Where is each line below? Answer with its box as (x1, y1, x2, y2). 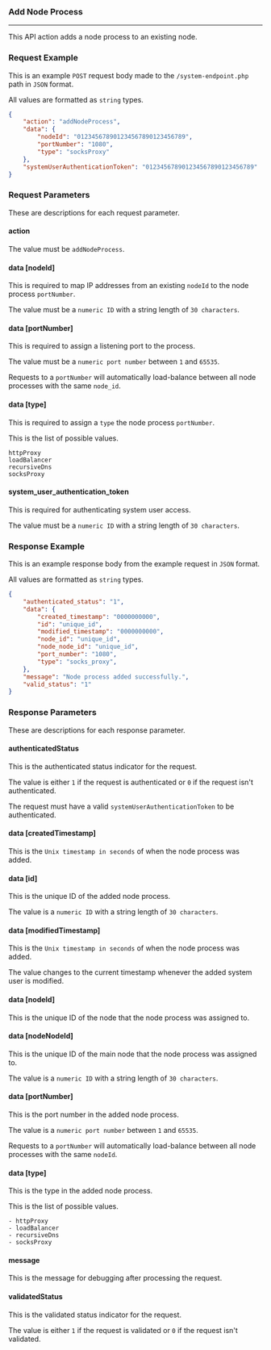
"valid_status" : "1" (23, 680, 92, 688)
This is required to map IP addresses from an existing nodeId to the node (8, 281, 249, 290)
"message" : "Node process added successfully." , (23, 672, 190, 681)
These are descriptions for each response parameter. (8, 725, 186, 735)
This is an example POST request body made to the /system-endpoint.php (8, 70, 249, 80)
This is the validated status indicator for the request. (8, 1310, 181, 1319)
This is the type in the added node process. (8, 1186, 153, 1196)
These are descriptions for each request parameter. (8, 207, 180, 217)
